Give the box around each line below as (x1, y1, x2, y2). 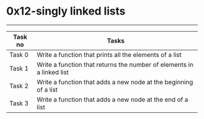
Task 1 (9, 64, 29, 72)
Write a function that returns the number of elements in (36, 60, 194, 69)
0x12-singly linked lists (6, 4, 126, 18)
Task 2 (9, 81, 29, 90)
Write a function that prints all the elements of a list (36, 50, 182, 59)
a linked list (36, 68, 69, 76)
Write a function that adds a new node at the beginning (36, 78, 193, 86)
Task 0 (9, 50, 29, 59)
